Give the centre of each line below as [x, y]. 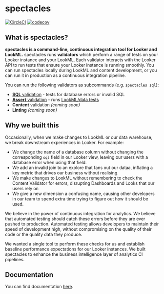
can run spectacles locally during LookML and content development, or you [81, 70]
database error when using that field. [49, 162]
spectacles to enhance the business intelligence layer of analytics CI [74, 254]
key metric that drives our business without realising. [65, 172]
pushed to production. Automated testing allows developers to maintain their [82, 224]
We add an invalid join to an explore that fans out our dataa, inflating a [82, 168]
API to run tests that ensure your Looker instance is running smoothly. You [80, 65]
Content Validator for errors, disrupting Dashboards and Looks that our [83, 183]
